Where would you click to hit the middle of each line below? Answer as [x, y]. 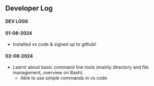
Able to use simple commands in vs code [64, 78]
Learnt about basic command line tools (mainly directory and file [81, 67]
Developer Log [29, 8]
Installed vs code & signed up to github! [54, 44]
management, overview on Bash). [48, 73]
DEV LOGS [17, 21]
